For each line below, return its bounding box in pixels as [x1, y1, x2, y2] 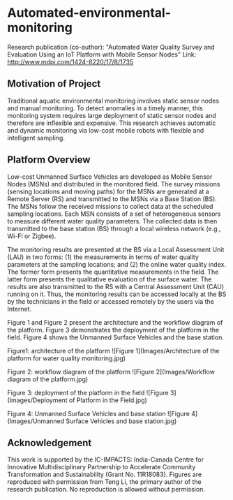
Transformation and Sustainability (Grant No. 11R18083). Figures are [7, 470, 202, 479]
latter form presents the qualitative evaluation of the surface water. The [7, 274, 212, 284]
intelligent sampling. [7, 133, 65, 142]
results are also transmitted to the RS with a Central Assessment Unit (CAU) [7, 282, 225, 291]
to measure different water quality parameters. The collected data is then [7, 216, 218, 225]
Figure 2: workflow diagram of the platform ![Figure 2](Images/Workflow [7, 367, 215, 376]
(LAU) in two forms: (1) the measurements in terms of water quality [7, 253, 199, 261]
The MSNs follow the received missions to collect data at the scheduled [7, 202, 213, 210]
